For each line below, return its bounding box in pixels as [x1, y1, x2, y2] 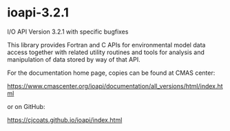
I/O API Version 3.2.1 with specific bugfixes [7, 27, 129, 36]
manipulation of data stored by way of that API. [7, 55, 140, 63]
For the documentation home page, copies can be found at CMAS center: [7, 69, 216, 77]
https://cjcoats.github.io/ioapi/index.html [7, 115, 123, 124]
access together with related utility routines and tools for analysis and [7, 48, 205, 56]
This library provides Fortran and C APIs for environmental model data [7, 40, 206, 49]
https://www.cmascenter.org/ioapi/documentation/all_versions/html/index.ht [7, 82, 223, 90]
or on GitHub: [7, 102, 45, 110]
